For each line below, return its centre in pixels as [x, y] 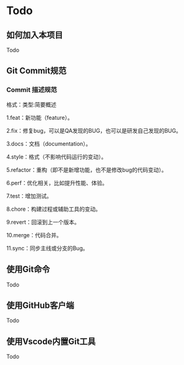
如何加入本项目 [35, 35]
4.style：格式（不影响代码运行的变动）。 [57, 157]
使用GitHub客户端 [40, 305]
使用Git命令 [28, 269]
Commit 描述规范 [32, 90]
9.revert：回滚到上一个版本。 [43, 222]
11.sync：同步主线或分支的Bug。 [47, 248]
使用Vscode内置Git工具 [51, 341]
